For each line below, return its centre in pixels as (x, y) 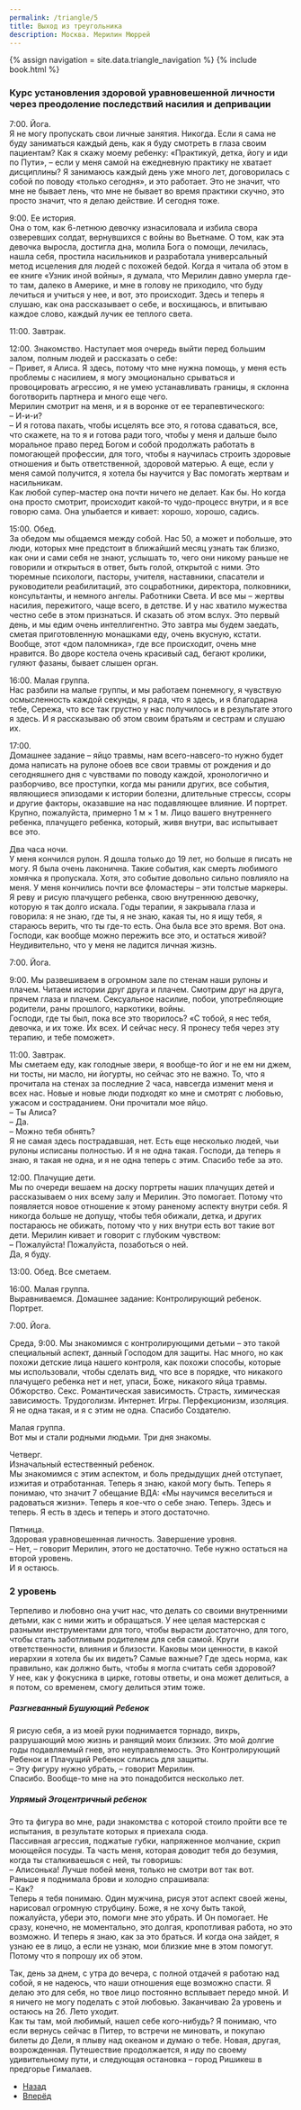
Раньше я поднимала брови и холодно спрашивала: (109, 1878)
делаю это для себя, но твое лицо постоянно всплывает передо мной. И (149, 1992)
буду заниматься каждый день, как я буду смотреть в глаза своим (138, 143)
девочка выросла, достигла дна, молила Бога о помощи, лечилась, (139, 246)
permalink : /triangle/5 (54, 18)
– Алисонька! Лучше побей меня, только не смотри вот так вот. (132, 1869)
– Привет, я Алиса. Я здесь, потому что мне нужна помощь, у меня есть (148, 368)
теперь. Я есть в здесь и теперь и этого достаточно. (110, 1512)
